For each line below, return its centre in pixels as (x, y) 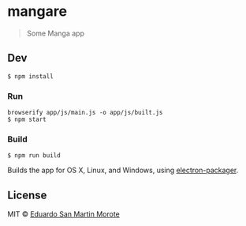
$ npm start (27, 120)
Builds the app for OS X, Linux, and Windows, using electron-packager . (123, 170)
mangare (37, 11)
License (27, 195)
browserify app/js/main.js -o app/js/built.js (85, 113)
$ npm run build (34, 156)
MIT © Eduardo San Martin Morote (63, 214)
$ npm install (31, 76)
